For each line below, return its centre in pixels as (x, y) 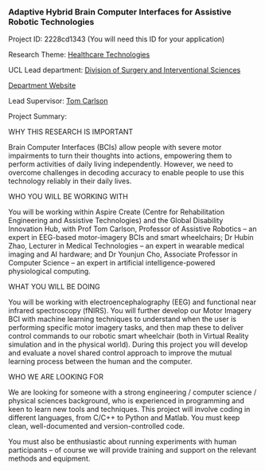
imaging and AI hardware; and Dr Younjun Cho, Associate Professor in (123, 254)
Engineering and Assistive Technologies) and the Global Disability (116, 221)
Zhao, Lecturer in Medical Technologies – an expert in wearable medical (126, 246)
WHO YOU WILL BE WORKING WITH (68, 197)
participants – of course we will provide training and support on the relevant (132, 450)
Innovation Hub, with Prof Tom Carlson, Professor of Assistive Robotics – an (132, 229)
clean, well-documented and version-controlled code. (97, 426)
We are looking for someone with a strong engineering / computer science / (132, 392)
